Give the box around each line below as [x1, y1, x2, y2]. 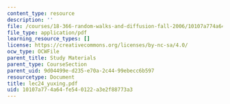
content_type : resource [7, 10, 75, 17]
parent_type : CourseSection [7, 61, 88, 68]
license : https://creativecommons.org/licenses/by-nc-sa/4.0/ [7, 42, 188, 49]
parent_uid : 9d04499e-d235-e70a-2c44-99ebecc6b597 [7, 67, 155, 74]
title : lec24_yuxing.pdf [7, 80, 78, 87]
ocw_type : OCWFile [7, 49, 60, 55]
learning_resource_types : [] [7, 36, 90, 42]
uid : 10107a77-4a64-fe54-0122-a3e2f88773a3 [7, 86, 133, 93]
